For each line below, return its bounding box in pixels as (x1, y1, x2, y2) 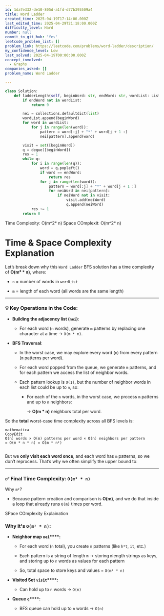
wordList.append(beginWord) (22, 116, 80, 121)
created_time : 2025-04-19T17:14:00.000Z (5, 16, 89, 21)
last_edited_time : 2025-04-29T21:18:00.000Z (5, 21, 97, 26)
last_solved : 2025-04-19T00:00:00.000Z (5, 52, 86, 58)
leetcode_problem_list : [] (5, 39, 60, 44)
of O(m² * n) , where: (5, 269, 46, 275)
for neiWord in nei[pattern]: (48, 188, 110, 194)
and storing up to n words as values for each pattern (19, 558, 125, 564)
